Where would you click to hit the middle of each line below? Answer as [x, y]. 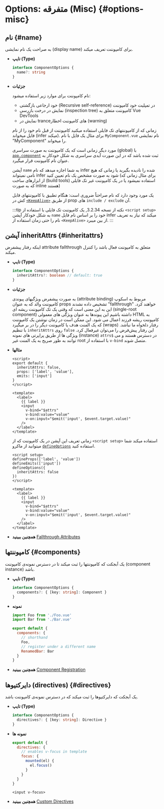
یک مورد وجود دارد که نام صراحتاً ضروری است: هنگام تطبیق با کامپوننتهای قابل [83, 195]
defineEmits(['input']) [36, 463]
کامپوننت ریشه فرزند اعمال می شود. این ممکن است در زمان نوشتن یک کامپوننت [85, 320]
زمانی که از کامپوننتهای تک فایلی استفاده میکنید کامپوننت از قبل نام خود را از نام [84, 130]
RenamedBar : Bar [38, 651]
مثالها [17, 350]
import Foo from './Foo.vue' [42, 615]
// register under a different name [59, 647]
